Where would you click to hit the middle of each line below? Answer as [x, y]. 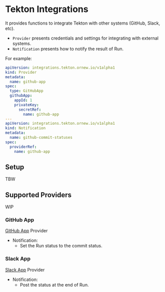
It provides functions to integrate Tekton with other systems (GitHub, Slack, [83, 23]
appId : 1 [23, 100]
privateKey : [26, 105]
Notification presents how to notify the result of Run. [68, 49]
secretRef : [30, 109]
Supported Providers [38, 195]
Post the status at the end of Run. [54, 284]
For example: [19, 58]
